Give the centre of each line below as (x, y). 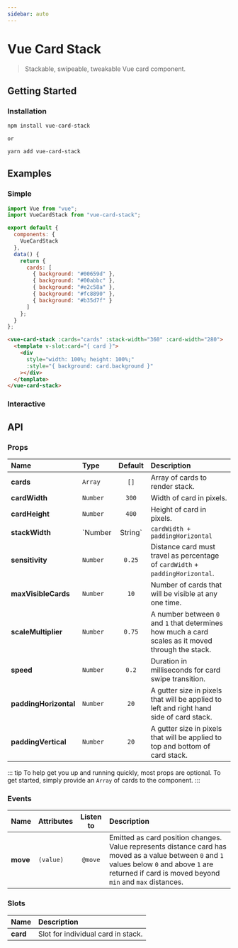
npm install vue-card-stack (49, 126)
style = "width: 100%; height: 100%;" (80, 359)
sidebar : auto (28, 14)
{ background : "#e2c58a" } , (74, 287)
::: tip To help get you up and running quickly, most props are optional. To (114, 772)
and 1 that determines (187, 623)
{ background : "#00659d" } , (74, 274)
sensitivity (29, 560)
